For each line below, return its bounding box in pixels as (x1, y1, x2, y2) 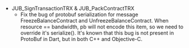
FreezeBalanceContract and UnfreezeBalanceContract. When (20, 17, 169, 24)
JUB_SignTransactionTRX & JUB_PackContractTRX (11, 5, 135, 12)
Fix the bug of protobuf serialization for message (20, 11, 139, 18)
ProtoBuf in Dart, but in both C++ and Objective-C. (20, 36, 143, 42)
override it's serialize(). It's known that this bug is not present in (20, 29, 174, 36)
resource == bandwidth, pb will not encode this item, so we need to (20, 23, 184, 30)
